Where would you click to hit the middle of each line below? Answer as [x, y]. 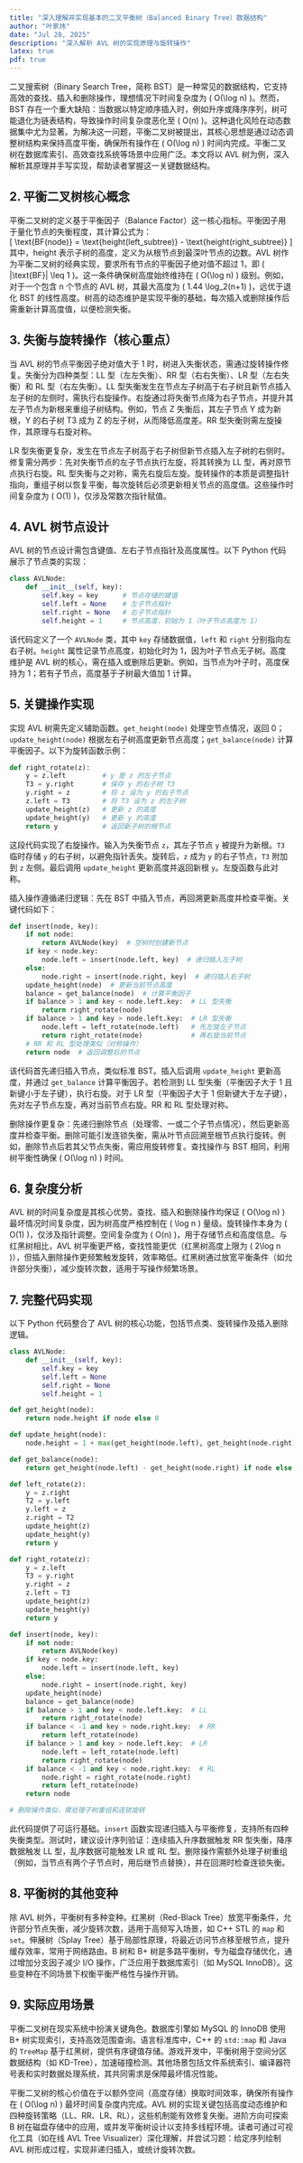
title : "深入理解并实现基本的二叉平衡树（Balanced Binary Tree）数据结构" [138, 18]
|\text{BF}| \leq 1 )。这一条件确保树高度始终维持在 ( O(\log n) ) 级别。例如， [149, 275]
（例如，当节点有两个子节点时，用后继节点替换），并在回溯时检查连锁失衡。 [150, 1863]
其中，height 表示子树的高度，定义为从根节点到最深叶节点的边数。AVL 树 [145, 252]
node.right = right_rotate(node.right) [117, 1777]
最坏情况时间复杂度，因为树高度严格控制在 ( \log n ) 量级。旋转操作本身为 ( [148, 1223]
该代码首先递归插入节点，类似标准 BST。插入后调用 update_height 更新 [142, 1071]
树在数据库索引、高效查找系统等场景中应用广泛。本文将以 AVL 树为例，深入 [150, 154]
